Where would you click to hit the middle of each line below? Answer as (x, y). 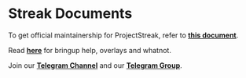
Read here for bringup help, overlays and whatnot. (90, 50)
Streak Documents (70, 14)
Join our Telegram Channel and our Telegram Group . (95, 65)
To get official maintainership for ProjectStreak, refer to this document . (123, 35)
